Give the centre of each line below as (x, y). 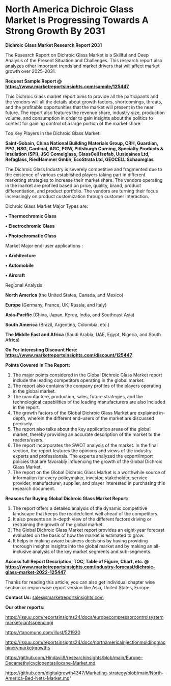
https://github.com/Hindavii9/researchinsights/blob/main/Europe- (74, 657)
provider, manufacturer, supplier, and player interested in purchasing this (89, 483)
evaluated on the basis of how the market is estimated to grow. (78, 535)
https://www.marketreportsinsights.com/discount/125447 (69, 355)
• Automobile (20, 265)
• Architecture (21, 255)
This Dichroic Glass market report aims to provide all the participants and (82, 96)
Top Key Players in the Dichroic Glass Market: (53, 133)
